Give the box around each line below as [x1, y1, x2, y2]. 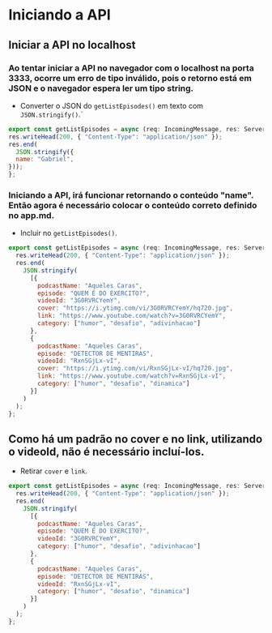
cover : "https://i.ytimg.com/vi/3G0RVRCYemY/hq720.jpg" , [37, 304, 233, 313]
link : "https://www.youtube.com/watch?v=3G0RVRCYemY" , [37, 312, 227, 320]
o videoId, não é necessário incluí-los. [8, 444, 205, 459]
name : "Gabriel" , [15, 156, 74, 164]
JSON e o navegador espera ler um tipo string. [8, 83, 194, 94]
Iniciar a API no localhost [8, 38, 136, 52]
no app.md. [8, 209, 55, 220]
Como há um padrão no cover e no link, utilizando [8, 432, 263, 446]
